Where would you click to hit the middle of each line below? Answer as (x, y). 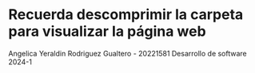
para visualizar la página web (107, 31)
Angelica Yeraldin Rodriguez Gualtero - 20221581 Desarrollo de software (128, 53)
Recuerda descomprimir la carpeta (126, 15)
